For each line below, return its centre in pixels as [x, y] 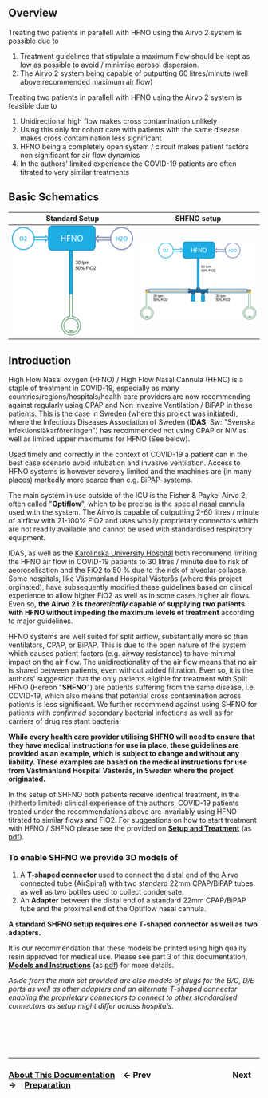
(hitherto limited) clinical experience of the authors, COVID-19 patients [124, 803]
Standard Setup [73, 219]
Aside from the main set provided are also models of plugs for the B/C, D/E [132, 981]
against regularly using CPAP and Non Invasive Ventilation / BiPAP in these [130, 405]
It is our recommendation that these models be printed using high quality [128, 948]
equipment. [27, 538]
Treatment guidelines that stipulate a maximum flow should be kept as [135, 56]
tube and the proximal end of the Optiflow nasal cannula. [113, 909]
